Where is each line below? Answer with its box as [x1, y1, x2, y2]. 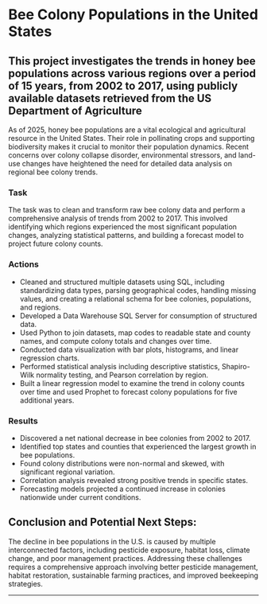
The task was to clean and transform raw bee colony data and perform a [8, 205, 246, 215]
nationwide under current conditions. [19, 492, 141, 502]
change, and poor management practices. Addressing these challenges [8, 553, 242, 563]
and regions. [19, 302, 61, 312]
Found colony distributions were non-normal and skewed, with [19, 458, 225, 468]
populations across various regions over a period [8, 66, 257, 80]
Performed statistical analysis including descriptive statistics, [19, 361, 220, 371]
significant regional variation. [19, 467, 115, 477]
